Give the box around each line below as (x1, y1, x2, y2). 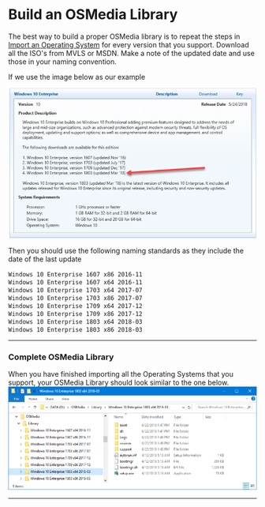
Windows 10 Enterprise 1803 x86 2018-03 (8, 325, 144, 333)
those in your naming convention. (8, 57, 117, 66)
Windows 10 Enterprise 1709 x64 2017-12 (8, 302, 144, 310)
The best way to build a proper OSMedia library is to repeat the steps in (8, 32, 241, 41)
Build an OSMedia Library (8, 6, 178, 24)
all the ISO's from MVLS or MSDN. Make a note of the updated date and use (8, 48, 255, 58)
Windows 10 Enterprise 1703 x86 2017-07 (8, 294, 144, 302)
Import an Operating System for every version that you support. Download (8, 39, 250, 49)
